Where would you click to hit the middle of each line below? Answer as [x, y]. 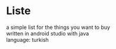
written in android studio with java [48, 33]
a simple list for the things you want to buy [58, 27]
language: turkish [28, 40]
